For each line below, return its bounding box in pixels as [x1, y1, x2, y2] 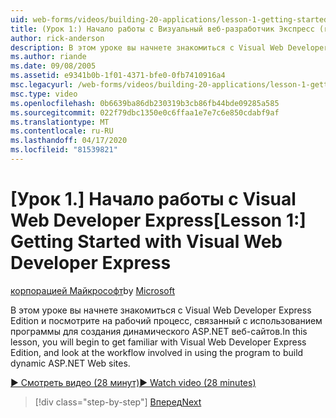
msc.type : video [10, 89, 78, 99]
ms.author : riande [10, 52, 87, 62]
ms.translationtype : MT [10, 117, 110, 127]
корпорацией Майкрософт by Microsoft [10, 284, 175, 296]
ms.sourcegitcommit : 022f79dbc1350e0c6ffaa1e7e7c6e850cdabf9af [10, 107, 280, 118]
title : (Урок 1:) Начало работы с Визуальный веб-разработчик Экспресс [10, 24, 315, 34]
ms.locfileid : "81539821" [10, 145, 118, 155]
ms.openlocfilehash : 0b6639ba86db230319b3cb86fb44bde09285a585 [10, 98, 280, 108]
